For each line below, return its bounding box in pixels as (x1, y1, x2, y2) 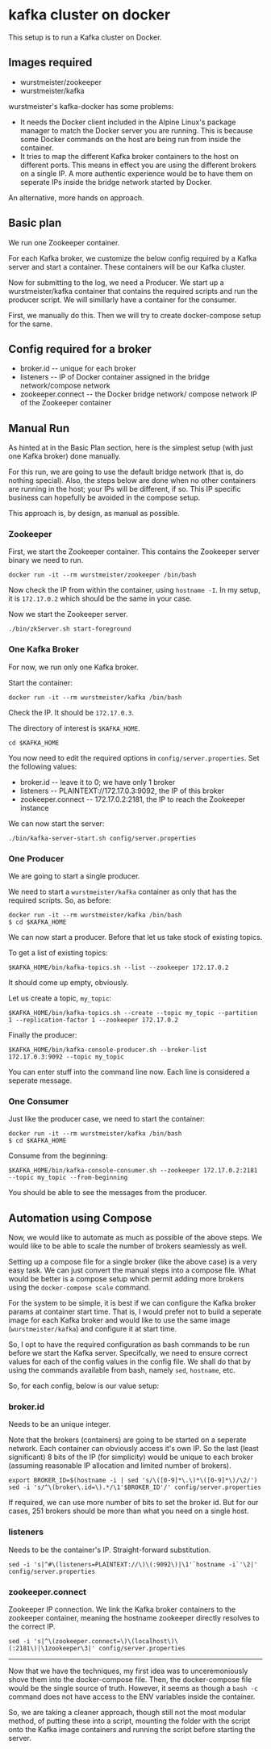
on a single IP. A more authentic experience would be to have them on (19, 168, 253, 178)
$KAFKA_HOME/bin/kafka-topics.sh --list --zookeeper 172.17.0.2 (8, 963, 229, 972)
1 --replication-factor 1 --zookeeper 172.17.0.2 (8, 1016, 179, 1025)
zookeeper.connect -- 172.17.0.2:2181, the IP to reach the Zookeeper (19, 794, 246, 804)
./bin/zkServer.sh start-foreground (8, 625, 131, 633)
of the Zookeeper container (19, 398, 111, 408)
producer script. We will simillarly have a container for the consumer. (8, 295, 237, 304)
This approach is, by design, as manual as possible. (8, 509, 180, 518)
